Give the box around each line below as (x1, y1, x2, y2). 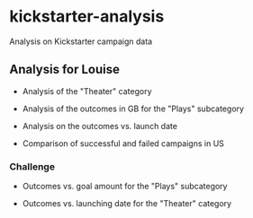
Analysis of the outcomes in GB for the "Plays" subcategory (22, 103, 245, 114)
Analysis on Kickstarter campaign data (9, 36, 153, 47)
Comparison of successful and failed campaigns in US (22, 137, 225, 149)
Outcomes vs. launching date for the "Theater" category (22, 198, 232, 209)
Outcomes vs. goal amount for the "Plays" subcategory (22, 181, 228, 192)
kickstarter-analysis (9, 6, 165, 27)
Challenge (9, 160, 56, 172)
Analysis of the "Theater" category (22, 85, 152, 96)
